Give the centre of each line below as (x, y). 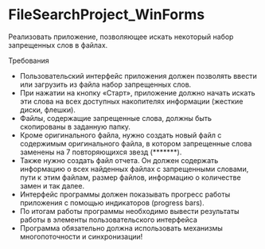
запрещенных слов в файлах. (58, 45)
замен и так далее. (52, 185)
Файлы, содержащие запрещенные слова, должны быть (116, 118)
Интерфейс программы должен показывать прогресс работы (125, 194)
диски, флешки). (47, 110)
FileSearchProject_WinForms (107, 15)
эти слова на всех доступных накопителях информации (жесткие (131, 101)
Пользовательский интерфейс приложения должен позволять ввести (138, 76)
